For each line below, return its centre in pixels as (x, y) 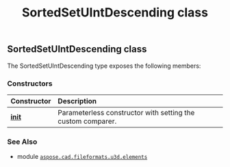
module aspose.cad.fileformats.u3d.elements (82, 157)
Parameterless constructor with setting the (126, 112)
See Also (22, 142)
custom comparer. (87, 121)
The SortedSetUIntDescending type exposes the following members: (104, 66)
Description (77, 101)
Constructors (30, 83)
